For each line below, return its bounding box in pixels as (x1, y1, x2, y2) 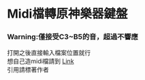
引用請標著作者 (7, 66, 49, 74)
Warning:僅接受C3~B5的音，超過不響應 (7, 32, 138, 41)
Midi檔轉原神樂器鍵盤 (7, 6, 128, 22)
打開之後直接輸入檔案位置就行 (7, 49, 91, 57)
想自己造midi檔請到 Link (7, 57, 74, 65)
